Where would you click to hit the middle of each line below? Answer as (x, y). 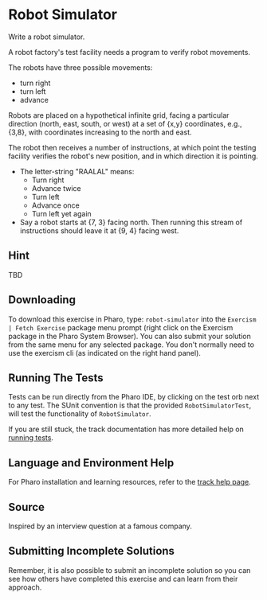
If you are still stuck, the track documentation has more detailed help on (126, 429)
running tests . (31, 438)
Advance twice (56, 188)
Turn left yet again (61, 213)
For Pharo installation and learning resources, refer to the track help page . (130, 482)
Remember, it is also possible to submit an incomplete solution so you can (130, 570)
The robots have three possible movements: (80, 67)
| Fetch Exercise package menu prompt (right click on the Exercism (121, 327)
